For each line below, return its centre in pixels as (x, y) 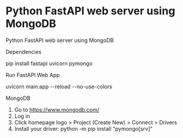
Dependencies (24, 51)
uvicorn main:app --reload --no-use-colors (59, 86)
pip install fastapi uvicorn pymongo (49, 63)
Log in (22, 116)
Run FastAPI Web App (33, 75)
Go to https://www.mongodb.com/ (57, 109)
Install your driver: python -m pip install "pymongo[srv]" (83, 128)
